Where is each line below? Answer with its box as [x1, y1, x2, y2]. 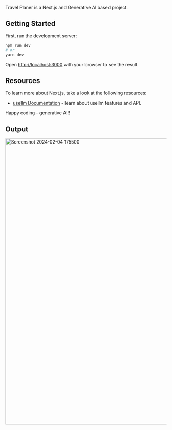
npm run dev [5, 43, 31, 48]
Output [5, 125, 28, 133]
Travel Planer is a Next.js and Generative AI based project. [5, 5, 128, 10]
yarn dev [5, 52, 24, 57]
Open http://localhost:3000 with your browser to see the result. [5, 62, 139, 68]
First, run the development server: [5, 33, 77, 39]
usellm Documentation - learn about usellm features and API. [12, 100, 142, 106]
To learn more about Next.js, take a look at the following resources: [5, 90, 147, 96]
